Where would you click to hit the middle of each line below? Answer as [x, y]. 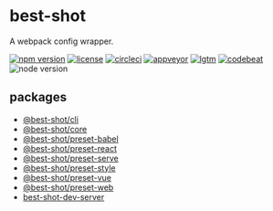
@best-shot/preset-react [69, 148]
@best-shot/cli [51, 119]
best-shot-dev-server [63, 196]
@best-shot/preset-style [69, 168]
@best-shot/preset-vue [67, 177]
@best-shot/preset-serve [70, 158]
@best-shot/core [55, 129]
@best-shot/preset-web [68, 187]
